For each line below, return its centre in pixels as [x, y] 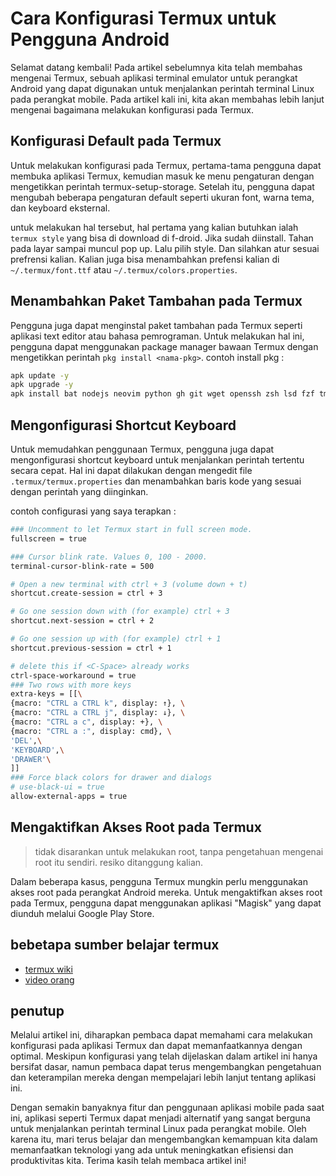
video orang [49, 979]
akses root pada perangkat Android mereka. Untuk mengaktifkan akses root [166, 892]
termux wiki [48, 969]
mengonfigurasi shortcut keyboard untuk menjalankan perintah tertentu [157, 460]
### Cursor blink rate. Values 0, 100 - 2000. [109, 557]
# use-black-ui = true [57, 787]
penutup [37, 1010]
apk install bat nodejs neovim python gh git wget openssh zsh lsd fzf [162, 394]
